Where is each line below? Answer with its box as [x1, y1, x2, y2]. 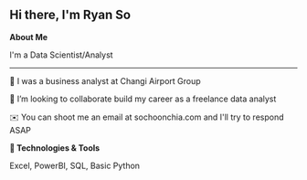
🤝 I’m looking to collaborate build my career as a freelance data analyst [9, 93, 277, 104]
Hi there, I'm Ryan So [9, 7, 131, 23]
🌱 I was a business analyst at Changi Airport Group [9, 75, 201, 86]
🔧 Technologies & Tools [9, 142, 101, 154]
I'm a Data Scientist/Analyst [9, 49, 113, 60]
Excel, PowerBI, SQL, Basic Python [9, 160, 140, 171]
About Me [9, 31, 48, 42]
